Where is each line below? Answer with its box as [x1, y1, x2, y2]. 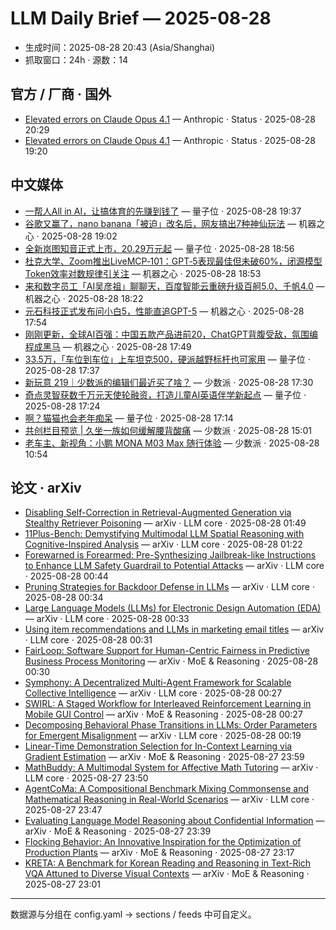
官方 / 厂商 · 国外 [10, 86, 112, 103]
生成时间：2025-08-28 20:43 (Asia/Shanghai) [24, 41, 216, 53]
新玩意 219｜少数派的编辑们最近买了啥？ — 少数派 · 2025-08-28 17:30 [24, 376, 314, 388]
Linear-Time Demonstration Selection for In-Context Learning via [24, 740, 293, 752]
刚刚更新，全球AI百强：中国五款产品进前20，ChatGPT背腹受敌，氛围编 [24, 328, 318, 340]
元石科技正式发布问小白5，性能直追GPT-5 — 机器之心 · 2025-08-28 [24, 305, 305, 317]
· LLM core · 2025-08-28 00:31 [24, 634, 153, 646]
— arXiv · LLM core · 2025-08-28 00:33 [24, 613, 190, 625]
